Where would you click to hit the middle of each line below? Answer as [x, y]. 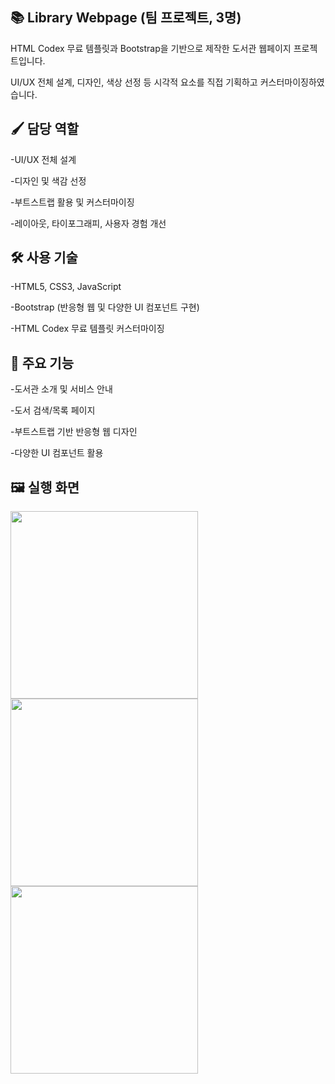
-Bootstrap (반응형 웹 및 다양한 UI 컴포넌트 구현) [105, 307]
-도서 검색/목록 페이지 [53, 410]
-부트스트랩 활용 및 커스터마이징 [72, 202]
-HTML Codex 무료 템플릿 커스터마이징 [87, 329]
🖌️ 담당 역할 [45, 129]
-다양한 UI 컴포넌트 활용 [57, 453]
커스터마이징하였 [292, 82]
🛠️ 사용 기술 [44, 258]
